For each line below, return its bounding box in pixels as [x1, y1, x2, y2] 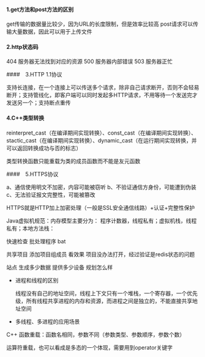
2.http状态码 [6, 43, 39, 50]
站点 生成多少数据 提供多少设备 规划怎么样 [6, 263, 113, 271]
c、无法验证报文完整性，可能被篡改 [6, 191, 95, 198]
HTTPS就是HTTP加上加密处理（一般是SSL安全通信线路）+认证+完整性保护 [6, 204, 195, 211]
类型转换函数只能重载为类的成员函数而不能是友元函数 [6, 157, 141, 164]
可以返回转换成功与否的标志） [6, 144, 81, 152]
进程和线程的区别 [15, 276, 59, 284]
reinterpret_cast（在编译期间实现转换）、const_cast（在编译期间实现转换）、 [6, 129, 197, 136]
